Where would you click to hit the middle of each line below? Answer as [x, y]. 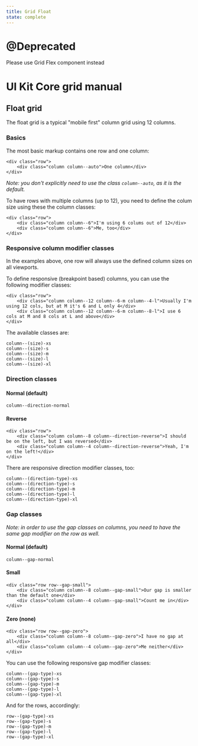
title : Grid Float [29, 12]
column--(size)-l [27, 359]
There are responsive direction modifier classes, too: [70, 468]
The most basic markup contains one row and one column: [78, 151]
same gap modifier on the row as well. [53, 533]
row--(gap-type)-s [29, 722]
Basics [16, 138]
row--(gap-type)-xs [30, 716]
